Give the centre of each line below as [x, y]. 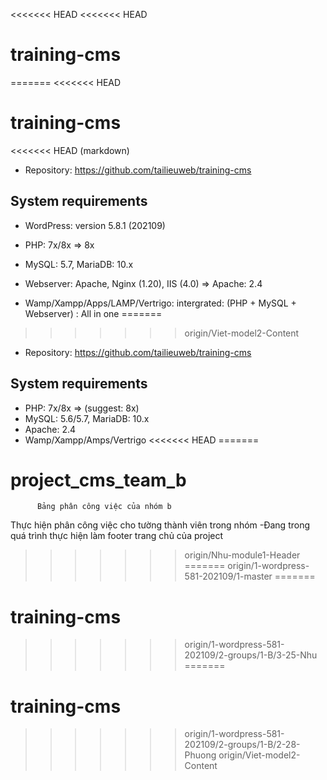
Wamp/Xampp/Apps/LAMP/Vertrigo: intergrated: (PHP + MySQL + [160, 303]
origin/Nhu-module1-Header [242, 555]
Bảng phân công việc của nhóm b [104, 507]
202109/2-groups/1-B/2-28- [242, 745]
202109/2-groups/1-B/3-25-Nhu [251, 655]
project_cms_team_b [98, 480]
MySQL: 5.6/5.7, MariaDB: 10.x [87, 418]
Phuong [200, 755]
